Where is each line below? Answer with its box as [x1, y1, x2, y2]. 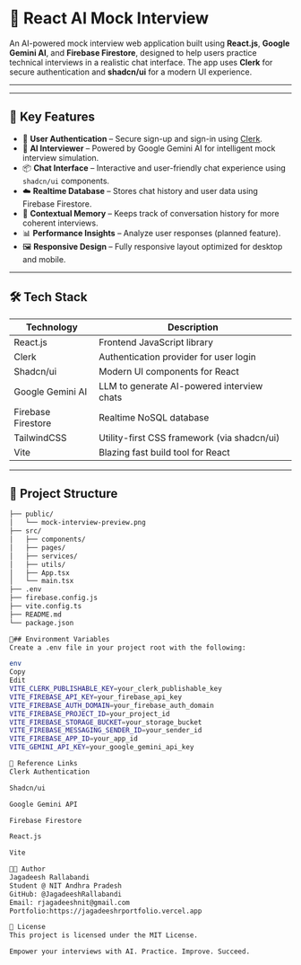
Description [167, 321, 219, 333]
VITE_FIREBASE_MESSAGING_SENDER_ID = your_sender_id [9, 726, 202, 735]
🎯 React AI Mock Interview [9, 8, 209, 29]
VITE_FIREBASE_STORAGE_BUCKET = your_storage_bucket [9, 718, 202, 727]
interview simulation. [21, 152, 99, 163]
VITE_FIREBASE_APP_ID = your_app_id [9, 734, 139, 744]
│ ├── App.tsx [9, 568, 70, 578]
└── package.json [9, 618, 74, 627]
